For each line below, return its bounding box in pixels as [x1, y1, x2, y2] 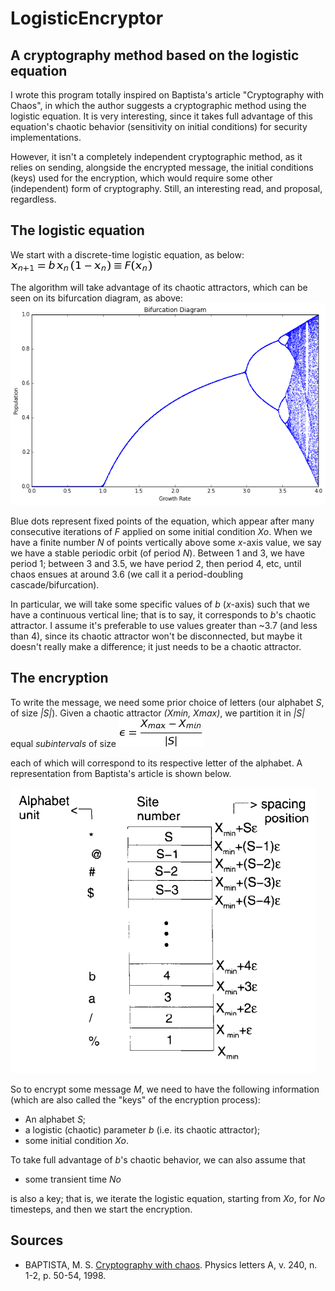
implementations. [10, 132, 82, 143]
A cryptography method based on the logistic [10, 47, 300, 64]
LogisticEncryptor [10, 7, 164, 30]
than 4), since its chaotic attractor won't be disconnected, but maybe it [10, 630, 303, 642]
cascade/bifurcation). [10, 578, 100, 591]
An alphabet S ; [24, 1113, 87, 1125]
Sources [10, 1232, 64, 1249]
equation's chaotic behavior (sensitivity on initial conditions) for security [10, 121, 308, 132]
